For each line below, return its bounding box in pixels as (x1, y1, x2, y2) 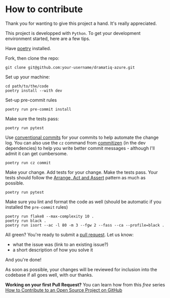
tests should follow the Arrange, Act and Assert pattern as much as (5, 174, 146, 180)
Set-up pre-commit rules (5, 97, 57, 103)
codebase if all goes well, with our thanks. (5, 272, 93, 278)
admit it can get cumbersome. (5, 151, 68, 157)
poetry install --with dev (5, 88, 62, 93)
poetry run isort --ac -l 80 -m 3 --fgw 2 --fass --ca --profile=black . (5, 222, 165, 228)
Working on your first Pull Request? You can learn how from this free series (5, 281, 165, 287)
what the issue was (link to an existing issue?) (12, 241, 109, 247)
